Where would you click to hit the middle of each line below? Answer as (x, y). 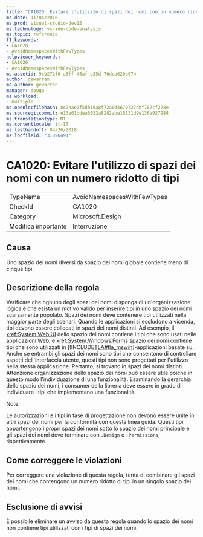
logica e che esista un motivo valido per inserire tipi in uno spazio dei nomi (99, 308)
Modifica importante (38, 226)
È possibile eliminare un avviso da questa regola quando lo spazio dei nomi (100, 521)
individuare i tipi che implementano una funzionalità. (71, 392)
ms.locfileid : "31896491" (39, 136)
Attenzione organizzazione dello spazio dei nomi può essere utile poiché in (99, 373)
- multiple (20, 102)
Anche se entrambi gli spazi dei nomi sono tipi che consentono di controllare (101, 354)
